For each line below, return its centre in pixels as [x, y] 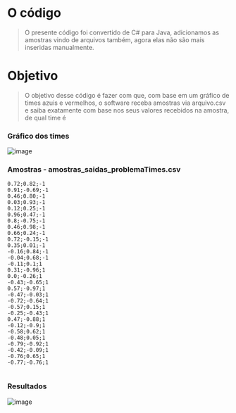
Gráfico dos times [38, 136]
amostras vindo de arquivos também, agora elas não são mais [114, 39]
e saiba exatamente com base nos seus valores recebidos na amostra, [127, 110]
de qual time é [45, 117]
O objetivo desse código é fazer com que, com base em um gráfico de [127, 95]
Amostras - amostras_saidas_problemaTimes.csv [94, 170]
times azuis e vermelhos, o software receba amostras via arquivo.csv [125, 103]
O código [34, 13]
